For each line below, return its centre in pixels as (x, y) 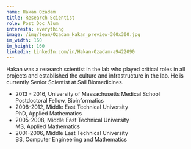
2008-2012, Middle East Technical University (72, 107)
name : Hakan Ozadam (31, 12)
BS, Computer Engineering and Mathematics (71, 139)
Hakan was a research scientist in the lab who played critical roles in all (96, 69)
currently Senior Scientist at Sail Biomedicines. (65, 82)
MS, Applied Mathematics (48, 126)
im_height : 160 (26, 46)
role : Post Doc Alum (33, 23)
